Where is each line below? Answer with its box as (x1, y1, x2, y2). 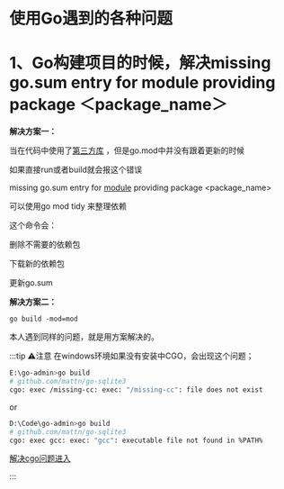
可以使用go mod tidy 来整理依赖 (9, 201, 128, 212)
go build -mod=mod (9, 314, 78, 324)
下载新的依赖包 (9, 258, 65, 269)
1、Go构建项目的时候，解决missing (9, 53, 271, 73)
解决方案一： (9, 126, 57, 137)
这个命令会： (9, 220, 57, 231)
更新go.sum (9, 277, 53, 288)
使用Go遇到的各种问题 (9, 8, 173, 29)
